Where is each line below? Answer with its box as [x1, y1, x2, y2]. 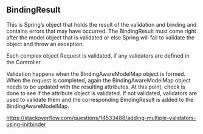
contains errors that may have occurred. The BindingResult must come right [6, 27, 196, 35]
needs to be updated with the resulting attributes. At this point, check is [6, 83, 185, 90]
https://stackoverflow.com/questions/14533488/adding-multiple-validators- [6, 114, 196, 121]
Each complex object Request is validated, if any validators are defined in [6, 52, 190, 59]
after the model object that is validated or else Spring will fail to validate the [6, 33, 195, 41]
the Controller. [6, 58, 43, 65]
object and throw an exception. [6, 40, 84, 47]
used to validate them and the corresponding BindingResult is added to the [6, 96, 194, 103]
